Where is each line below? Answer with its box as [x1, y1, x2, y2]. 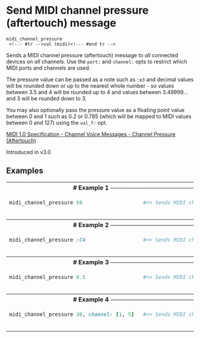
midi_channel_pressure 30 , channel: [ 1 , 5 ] [9, 311, 135, 318]
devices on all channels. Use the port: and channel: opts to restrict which [6, 58, 187, 65]
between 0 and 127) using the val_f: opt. [6, 119, 108, 126]
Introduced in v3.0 [6, 148, 51, 156]
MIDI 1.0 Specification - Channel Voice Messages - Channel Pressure [6, 131, 176, 138]
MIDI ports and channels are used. [6, 64, 91, 72]
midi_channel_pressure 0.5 [9, 274, 86, 280]
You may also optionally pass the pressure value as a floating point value [6, 106, 185, 113]
